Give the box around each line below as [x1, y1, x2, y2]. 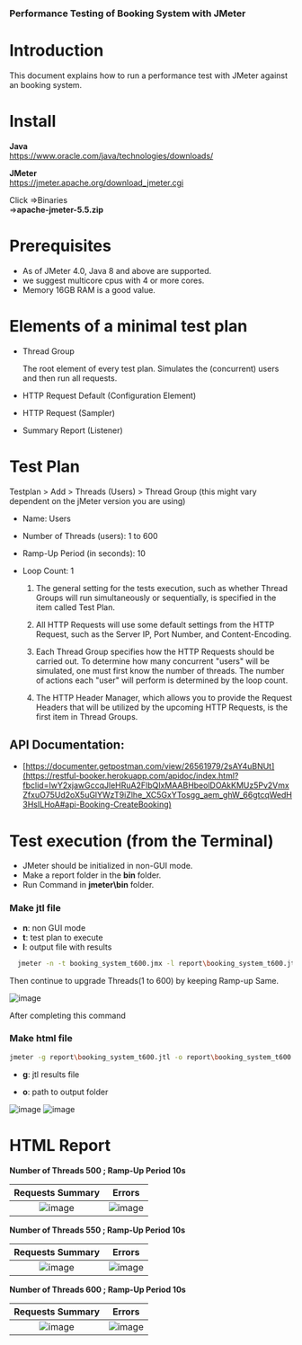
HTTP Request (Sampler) [22, 407, 115, 418]
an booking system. [9, 79, 83, 90]
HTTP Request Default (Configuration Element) [22, 390, 197, 401]
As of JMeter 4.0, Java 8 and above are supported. [22, 265, 212, 276]
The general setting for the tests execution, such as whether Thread [35, 582, 289, 593]
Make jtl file [9, 902, 61, 915]
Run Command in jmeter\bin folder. [22, 880, 155, 890]
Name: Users [22, 513, 72, 524]
